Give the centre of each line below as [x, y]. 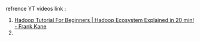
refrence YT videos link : [36, 9]
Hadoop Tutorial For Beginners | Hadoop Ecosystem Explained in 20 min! [104, 20]
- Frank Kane [30, 26]
